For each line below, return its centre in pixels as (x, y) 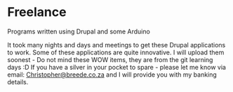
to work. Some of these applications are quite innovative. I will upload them (116, 52)
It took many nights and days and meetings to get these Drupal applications (116, 45)
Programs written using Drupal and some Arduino (79, 31)
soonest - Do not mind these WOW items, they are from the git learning (110, 59)
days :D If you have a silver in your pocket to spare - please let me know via (117, 67)
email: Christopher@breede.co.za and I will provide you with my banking (112, 75)
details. (18, 82)
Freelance (37, 12)
